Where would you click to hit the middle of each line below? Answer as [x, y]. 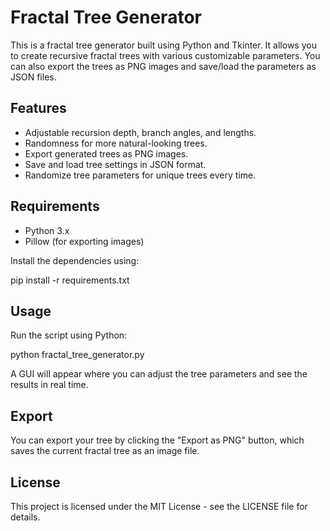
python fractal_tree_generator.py [77, 355]
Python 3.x [47, 230]
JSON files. [33, 77]
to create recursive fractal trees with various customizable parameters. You [165, 55]
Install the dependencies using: [75, 260]
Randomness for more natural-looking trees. [116, 143]
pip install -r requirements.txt [70, 280]
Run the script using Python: [69, 335]
